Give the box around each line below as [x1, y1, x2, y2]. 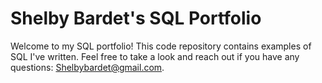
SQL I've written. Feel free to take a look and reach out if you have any [10, 50, 300, 62]
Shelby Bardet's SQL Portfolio [10, 7, 262, 30]
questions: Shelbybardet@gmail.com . [10, 61, 165, 73]
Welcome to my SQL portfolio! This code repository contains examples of [10, 40, 312, 52]
